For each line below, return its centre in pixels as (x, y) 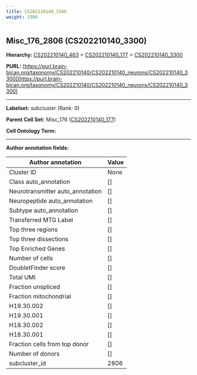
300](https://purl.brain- (34, 79)
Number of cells (31, 258)
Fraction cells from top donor (49, 344)
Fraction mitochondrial (40, 296)
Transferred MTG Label (41, 220)
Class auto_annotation (40, 182)
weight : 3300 (22, 17)
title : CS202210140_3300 (36, 11)
